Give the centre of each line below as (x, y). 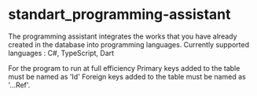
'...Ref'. (19, 85)
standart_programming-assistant (119, 15)
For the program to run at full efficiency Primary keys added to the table (124, 68)
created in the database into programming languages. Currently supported (129, 44)
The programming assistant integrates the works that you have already (123, 36)
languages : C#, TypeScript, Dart (61, 53)
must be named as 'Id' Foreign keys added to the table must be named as (127, 76)
